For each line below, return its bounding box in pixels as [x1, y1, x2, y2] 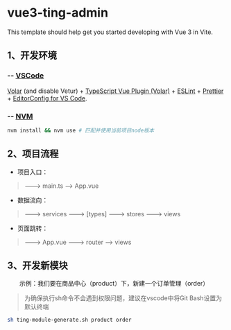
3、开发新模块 [7, 260, 68, 271]
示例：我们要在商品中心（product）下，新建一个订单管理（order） [19, 279, 209, 288]
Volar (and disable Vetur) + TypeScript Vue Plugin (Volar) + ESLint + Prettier [7, 87, 224, 95]
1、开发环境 [7, 50, 58, 62]
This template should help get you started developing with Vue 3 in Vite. [7, 28, 214, 36]
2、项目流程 [7, 148, 59, 160]
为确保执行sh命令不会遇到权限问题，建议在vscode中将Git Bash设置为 [24, 294, 222, 302]
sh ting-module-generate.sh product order [7, 317, 132, 324]
